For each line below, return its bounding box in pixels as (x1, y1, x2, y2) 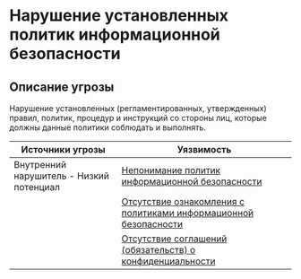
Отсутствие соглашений (121, 232, 228, 245)
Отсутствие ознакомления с (121, 196, 245, 207)
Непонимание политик (121, 164, 221, 176)
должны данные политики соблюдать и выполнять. (9, 122, 206, 133)
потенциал (13, 181, 61, 193)
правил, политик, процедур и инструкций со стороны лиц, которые (9, 113, 267, 123)
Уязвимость (176, 144, 232, 155)
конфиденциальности (121, 255, 216, 267)
